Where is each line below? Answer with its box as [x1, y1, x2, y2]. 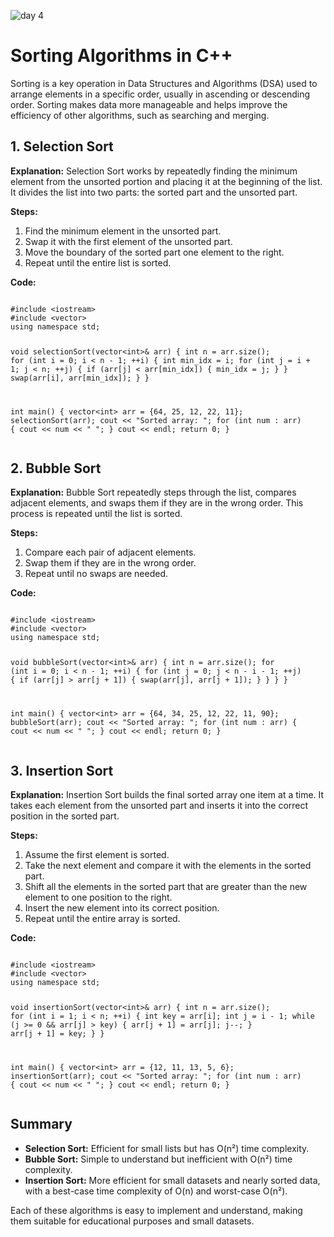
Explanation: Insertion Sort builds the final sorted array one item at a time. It [10, 788, 325, 800]
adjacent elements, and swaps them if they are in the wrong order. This [10, 497, 304, 509]
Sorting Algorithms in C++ [10, 45, 233, 67]
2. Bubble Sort [10, 460, 102, 477]
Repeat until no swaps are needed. [24, 568, 169, 580]
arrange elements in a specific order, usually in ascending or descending [10, 88, 311, 100]
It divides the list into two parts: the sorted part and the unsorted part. [10, 186, 298, 198]
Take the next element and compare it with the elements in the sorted [24, 859, 312, 871]
